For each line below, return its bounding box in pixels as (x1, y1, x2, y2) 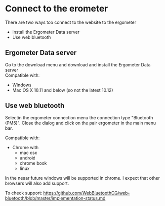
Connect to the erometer (5, 3, 108, 14)
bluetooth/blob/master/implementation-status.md (5, 195, 106, 201)
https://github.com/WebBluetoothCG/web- (43, 190, 130, 196)
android (19, 154, 36, 161)
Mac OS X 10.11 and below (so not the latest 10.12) (12, 87, 114, 93)
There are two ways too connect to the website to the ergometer (5, 19, 137, 25)
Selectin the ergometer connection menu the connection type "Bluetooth (5, 114, 153, 120)
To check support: (5, 190, 42, 196)
